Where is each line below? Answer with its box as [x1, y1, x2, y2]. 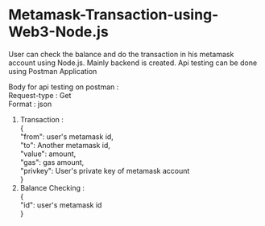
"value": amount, [19, 149, 77, 158]
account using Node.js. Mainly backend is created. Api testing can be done [8, 58, 258, 68]
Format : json [8, 99, 52, 109]
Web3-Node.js [8, 23, 109, 41]
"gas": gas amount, [19, 157, 85, 166]
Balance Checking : [19, 183, 85, 192]
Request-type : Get [8, 90, 72, 100]
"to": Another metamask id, [19, 140, 111, 150]
